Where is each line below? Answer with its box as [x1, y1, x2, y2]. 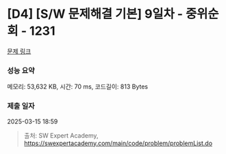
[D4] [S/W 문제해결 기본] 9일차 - [7, 6, 184, 22]
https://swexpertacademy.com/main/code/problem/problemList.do [23, 139, 213, 147]
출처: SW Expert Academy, [23, 131, 99, 140]
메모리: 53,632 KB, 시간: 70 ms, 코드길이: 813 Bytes [7, 82, 149, 91]
